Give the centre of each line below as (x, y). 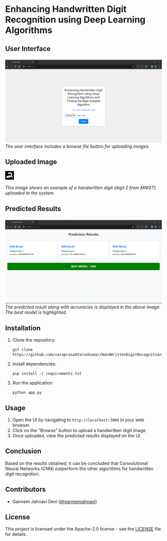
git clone (23, 350)
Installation (23, 328)
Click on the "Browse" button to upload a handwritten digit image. (80, 431)
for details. (16, 534)
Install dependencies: (34, 364)
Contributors (26, 490)
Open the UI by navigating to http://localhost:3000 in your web (78, 420)
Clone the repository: (34, 340)
